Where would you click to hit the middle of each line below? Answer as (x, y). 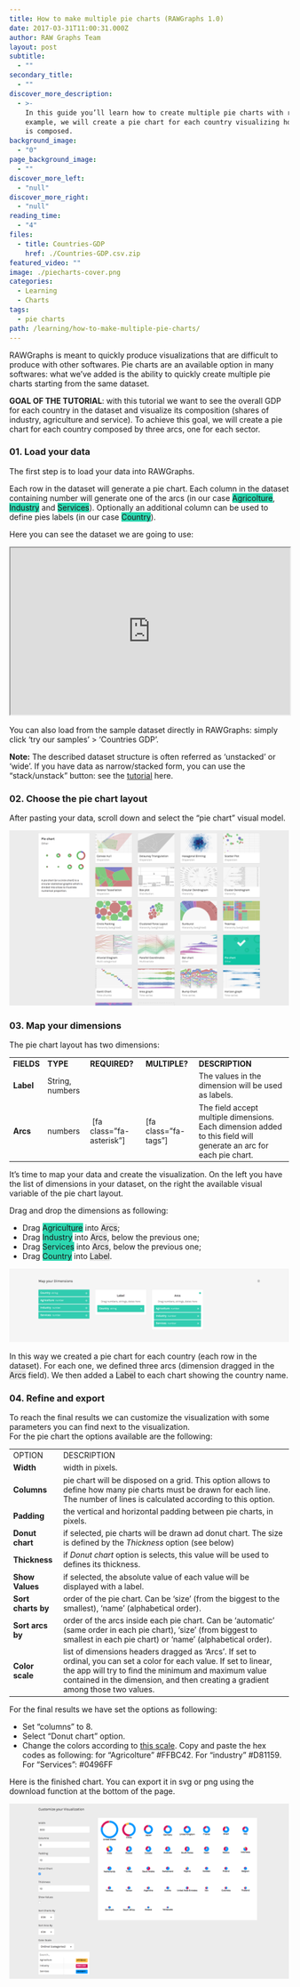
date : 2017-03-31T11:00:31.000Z (69, 28)
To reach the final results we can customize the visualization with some (139, 1418)
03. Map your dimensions (65, 1026)
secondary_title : (41, 76)
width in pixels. (91, 1467)
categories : (31, 282)
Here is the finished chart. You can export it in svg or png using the (132, 1781)
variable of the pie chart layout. (66, 1193)
